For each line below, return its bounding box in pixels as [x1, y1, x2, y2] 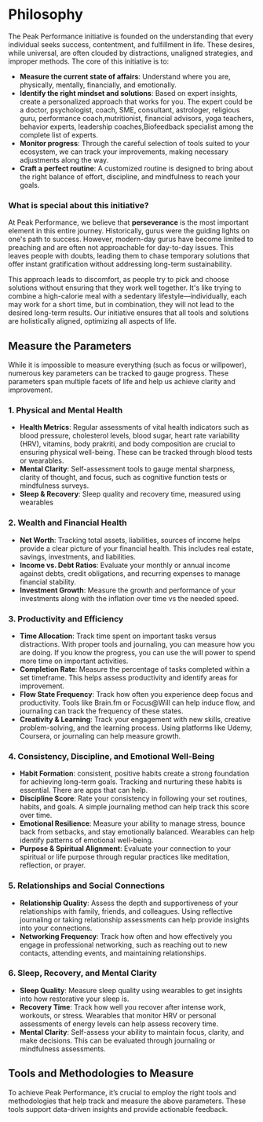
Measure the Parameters [8, 339, 132, 353]
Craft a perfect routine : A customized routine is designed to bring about [19, 163, 254, 173]
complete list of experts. [19, 130, 98, 139]
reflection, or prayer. [19, 860, 86, 870]
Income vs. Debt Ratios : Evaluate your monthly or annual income [19, 560, 231, 570]
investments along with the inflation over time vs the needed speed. [19, 593, 239, 603]
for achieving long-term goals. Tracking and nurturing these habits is [19, 777, 243, 786]
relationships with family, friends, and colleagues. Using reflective [19, 906, 233, 916]
